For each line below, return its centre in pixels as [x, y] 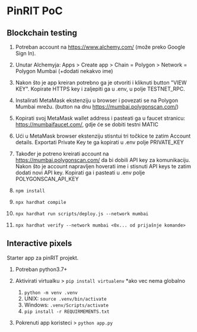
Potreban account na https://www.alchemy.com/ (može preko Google [100, 47]
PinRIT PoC [35, 11]
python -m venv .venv [51, 293]
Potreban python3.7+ [41, 269]
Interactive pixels [39, 243]
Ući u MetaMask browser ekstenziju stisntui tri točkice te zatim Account [103, 136]
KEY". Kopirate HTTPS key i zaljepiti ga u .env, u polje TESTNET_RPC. [100, 89]
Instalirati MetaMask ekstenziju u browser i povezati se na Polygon [97, 100]
